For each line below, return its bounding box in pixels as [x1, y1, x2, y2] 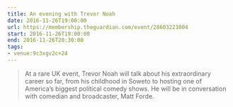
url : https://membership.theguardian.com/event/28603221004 [7, 23, 189, 30]
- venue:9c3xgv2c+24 [7, 50, 69, 57]
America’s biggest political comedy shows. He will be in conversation [24, 84, 227, 93]
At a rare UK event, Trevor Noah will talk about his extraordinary [24, 69, 211, 78]
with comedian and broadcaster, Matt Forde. [24, 91, 154, 100]
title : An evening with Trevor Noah [7, 10, 115, 18]
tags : [7, 43, 23, 50]
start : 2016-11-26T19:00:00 [7, 30, 91, 38]
